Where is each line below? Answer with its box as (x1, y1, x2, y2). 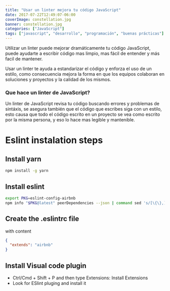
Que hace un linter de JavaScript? (5, 89, 90, 96)
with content (5, 228, 31, 234)
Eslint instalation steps (5, 135, 103, 146)
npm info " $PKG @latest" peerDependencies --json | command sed (5, 200, 142, 206)
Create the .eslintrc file (5, 214, 79, 223)
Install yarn (5, 154, 41, 163)
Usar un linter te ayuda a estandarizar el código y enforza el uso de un (5, 66, 152, 72)
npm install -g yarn (5, 168, 49, 173)
